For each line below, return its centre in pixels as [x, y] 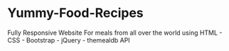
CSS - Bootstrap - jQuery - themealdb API [69, 40]
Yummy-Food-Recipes [75, 13]
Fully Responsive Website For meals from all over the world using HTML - [115, 33]
